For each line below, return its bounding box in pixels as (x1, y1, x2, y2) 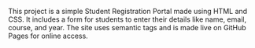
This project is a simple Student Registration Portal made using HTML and (8, 7, 248, 15)
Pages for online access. (8, 31, 88, 40)
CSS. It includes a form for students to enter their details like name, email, (8, 15, 246, 24)
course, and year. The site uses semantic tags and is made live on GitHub (8, 23, 246, 32)
